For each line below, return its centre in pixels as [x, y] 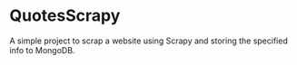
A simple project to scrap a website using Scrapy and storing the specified [148, 41]
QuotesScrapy [65, 16]
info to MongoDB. [42, 50]
